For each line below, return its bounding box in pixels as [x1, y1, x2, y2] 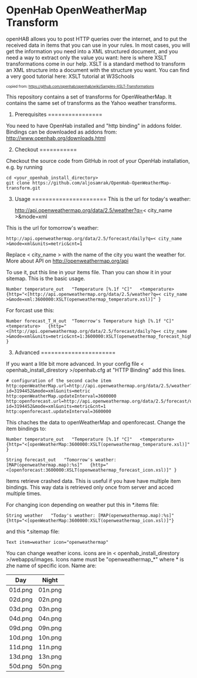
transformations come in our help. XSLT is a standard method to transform [6, 60, 186, 67]
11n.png [38, 643, 62, 651]
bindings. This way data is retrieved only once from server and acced [6, 483, 174, 490]
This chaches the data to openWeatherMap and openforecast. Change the [6, 418, 186, 425]
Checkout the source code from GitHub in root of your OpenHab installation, [6, 157, 191, 164]
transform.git [6, 185, 41, 191]
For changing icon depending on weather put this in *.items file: [6, 501, 159, 508]
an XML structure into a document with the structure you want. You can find [6, 66, 189, 73]
